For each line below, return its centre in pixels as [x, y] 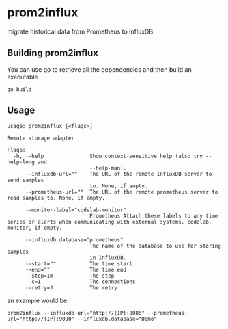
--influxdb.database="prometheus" [74, 240]
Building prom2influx [53, 53]
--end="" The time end [76, 269]
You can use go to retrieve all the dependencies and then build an [100, 69]
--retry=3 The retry [71, 288]
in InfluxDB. [108, 258]
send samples [26, 180]
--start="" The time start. [80, 264]
